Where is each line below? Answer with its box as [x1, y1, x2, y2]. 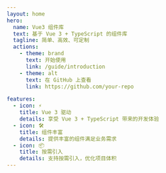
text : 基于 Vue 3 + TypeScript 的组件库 [13, 30, 128, 38]
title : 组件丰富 [19, 128, 63, 135]
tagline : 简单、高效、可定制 [13, 37, 89, 44]
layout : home [6, 10, 45, 18]
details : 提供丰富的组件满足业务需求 [19, 135, 117, 143]
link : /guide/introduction [25, 63, 106, 70]
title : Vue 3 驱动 [19, 109, 72, 116]
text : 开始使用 [25, 57, 67, 64]
